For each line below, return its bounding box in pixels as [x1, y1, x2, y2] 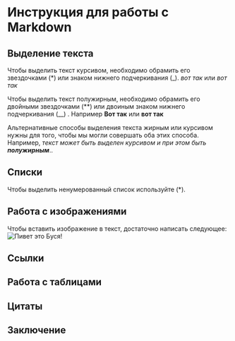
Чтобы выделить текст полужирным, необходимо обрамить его [7, 95, 200, 103]
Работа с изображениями [7, 205, 127, 217]
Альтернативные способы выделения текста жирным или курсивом [7, 124, 214, 131]
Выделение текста [7, 47, 94, 59]
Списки [7, 167, 43, 179]
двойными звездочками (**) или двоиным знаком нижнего [7, 102, 186, 110]
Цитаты [7, 300, 43, 312]
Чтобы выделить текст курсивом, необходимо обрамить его [7, 66, 191, 74]
